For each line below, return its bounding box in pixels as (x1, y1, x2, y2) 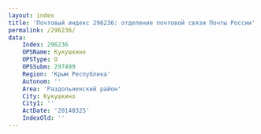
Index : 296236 (22, 41, 69, 49)
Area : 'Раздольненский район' (22, 84, 122, 93)
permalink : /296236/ (8, 26, 76, 34)
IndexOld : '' (22, 114, 65, 122)
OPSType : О (22, 56, 58, 64)
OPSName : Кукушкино (22, 48, 87, 56)
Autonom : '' (22, 77, 62, 85)
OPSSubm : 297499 (22, 63, 76, 71)
